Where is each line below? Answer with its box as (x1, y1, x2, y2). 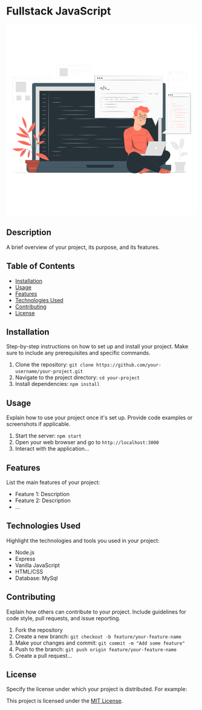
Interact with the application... (15, 445, 90, 453)
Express (15, 555, 36, 562)
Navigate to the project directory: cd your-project (15, 374, 140, 381)
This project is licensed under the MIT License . (6, 697, 123, 705)
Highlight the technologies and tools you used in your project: (6, 537, 160, 544)
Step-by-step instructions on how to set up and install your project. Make (6, 343, 189, 350)
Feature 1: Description (15, 491, 70, 497)
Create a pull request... (15, 652, 73, 659)
